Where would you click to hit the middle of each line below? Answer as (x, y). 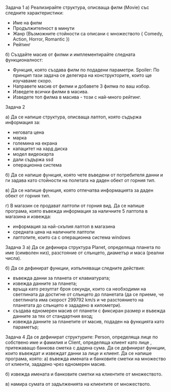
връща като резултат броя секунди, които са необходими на (79, 289)
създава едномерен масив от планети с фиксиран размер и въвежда (89, 311)
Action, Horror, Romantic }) (41, 39)
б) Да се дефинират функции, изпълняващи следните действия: (75, 268)
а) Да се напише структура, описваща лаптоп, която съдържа (73, 117)
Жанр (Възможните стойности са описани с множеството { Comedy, (88, 34)
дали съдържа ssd (33, 159)
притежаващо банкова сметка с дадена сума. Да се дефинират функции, (86, 348)
